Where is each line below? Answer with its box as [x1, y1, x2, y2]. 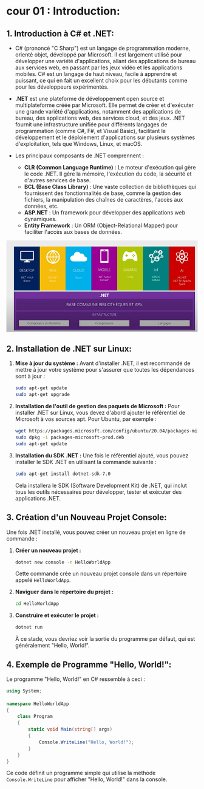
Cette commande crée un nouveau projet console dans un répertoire [15, 570, 187, 578]
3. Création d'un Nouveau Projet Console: [6, 512, 167, 523]
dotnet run [15, 624, 43, 630]
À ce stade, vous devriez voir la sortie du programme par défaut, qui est [15, 635, 195, 643]
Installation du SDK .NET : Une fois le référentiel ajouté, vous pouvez [15, 451, 189, 459]
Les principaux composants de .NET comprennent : [15, 152, 144, 159]
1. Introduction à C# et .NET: [6, 29, 114, 39]
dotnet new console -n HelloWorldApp [15, 559, 111, 565]
